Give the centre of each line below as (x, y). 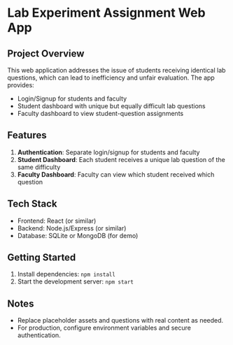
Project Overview (46, 53)
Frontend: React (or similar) (57, 221)
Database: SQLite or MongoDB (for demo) (78, 235)
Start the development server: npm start (76, 281)
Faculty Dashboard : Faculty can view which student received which (116, 174)
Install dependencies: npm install (66, 274)
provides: (21, 85)
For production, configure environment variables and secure (104, 328)
